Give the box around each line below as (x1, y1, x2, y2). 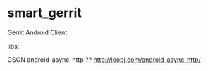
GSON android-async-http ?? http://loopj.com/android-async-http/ (7, 55, 201, 64)
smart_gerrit (7, 5, 82, 21)
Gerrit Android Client (7, 28, 68, 37)
